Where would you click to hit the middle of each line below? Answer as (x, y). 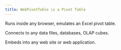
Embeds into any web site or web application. (51, 42)
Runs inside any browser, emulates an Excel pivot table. (61, 23)
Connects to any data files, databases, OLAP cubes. (57, 33)
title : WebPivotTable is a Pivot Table (45, 9)
